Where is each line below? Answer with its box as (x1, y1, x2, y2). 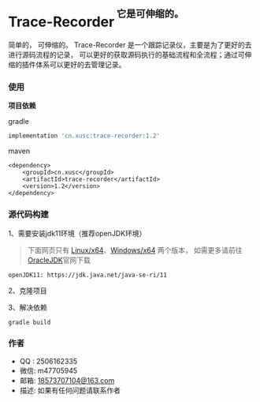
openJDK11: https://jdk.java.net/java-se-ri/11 (8, 271, 168, 279)
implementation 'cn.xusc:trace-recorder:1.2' (8, 132, 160, 140)
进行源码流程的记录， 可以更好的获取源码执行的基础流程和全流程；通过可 (8, 50, 245, 60)
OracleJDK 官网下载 (27, 255, 91, 265)
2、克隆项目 (8, 286, 47, 295)
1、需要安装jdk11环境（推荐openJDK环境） (8, 228, 147, 238)
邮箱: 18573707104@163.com (19, 375, 115, 385)
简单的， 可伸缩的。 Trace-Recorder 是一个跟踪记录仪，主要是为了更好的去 (8, 40, 252, 50)
